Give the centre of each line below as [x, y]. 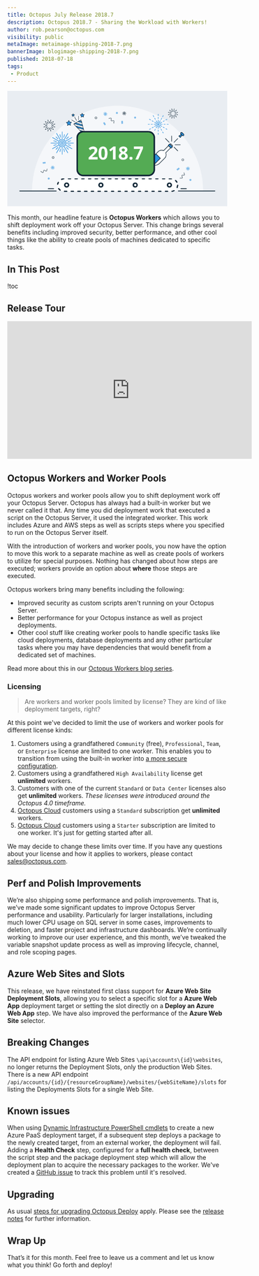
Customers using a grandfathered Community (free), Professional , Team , [119, 744]
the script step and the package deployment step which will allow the [107, 1158]
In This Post [34, 269]
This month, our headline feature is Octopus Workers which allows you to [113, 217]
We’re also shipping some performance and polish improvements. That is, [113, 900]
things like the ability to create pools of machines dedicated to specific [109, 240]
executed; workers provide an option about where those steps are [102, 568]
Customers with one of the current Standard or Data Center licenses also [121, 788]
